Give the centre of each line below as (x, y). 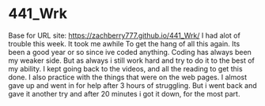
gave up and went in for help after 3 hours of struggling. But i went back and (132, 85)
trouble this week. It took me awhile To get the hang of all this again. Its (124, 43)
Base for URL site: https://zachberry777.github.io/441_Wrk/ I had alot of (125, 35)
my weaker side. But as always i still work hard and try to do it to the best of (132, 60)
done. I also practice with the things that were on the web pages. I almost (128, 77)
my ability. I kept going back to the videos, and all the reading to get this (125, 68)
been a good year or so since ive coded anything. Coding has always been (130, 52)
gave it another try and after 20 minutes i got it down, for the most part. (124, 93)
